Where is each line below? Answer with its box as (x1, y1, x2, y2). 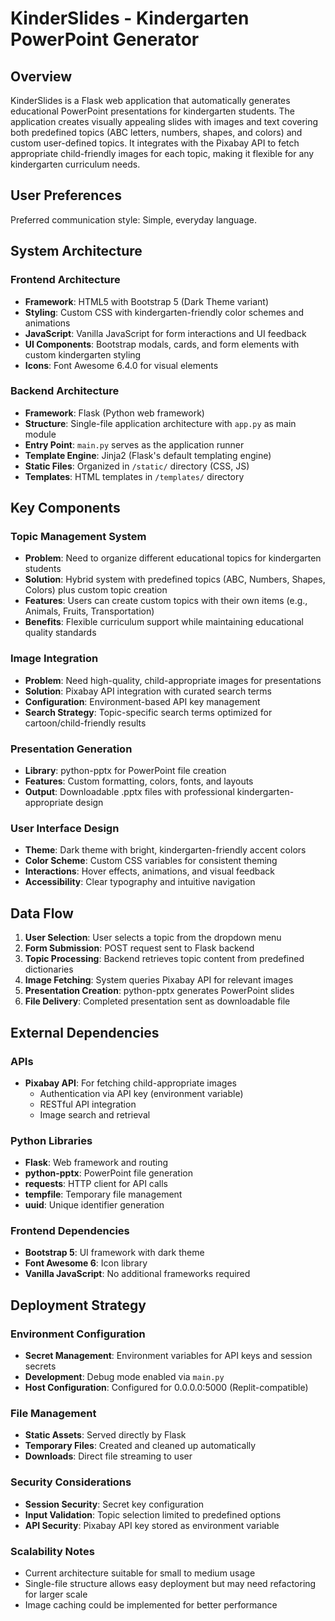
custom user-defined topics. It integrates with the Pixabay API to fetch (10, 137, 300, 149)
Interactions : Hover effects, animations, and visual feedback (24, 865, 276, 877)
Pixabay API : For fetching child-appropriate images (24, 1077, 237, 1089)
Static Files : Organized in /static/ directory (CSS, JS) (24, 460, 250, 472)
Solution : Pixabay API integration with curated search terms (24, 685, 272, 697)
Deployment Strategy (10, 1297, 147, 1314)
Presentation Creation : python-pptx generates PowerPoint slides (24, 985, 295, 997)
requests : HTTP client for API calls (24, 1178, 168, 1190)
